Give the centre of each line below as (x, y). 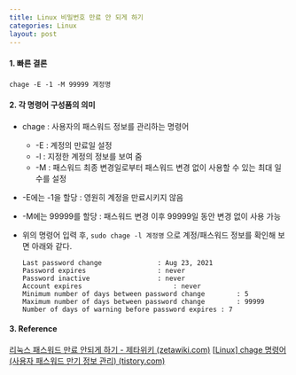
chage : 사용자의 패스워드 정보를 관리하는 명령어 (105, 126)
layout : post (33, 34)
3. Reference (33, 329)
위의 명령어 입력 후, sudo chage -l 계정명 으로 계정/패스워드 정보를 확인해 (149, 235)
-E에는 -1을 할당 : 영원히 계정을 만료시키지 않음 (103, 197)
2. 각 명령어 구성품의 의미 (52, 105)
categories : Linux (43, 26)
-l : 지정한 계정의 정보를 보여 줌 (89, 156)
